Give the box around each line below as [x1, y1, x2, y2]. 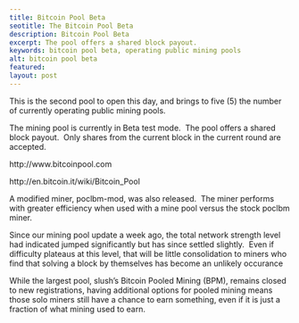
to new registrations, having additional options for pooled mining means [9, 285, 273, 295]
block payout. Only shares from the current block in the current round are [9, 131, 281, 143]
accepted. [9, 141, 46, 152]
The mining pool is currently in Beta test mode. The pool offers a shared [9, 122, 276, 133]
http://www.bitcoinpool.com [9, 158, 112, 170]
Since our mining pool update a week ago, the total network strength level [9, 229, 281, 240]
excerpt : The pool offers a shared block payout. [9, 37, 198, 47]
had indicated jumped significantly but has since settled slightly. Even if [9, 238, 275, 250]
